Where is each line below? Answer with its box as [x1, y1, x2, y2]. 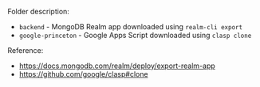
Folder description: [7, 7, 69, 16]
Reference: [7, 46, 44, 55]
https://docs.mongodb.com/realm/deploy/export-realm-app [18, 61, 216, 70]
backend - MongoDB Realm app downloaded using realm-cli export [18, 22, 243, 31]
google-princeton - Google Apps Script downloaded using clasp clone [18, 31, 252, 40]
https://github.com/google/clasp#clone [18, 70, 148, 78]
